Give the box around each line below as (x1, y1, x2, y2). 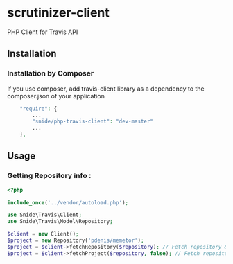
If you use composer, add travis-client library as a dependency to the (7, 85, 205, 93)
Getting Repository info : (7, 171, 92, 181)
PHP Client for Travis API (7, 28, 78, 36)
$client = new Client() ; (7, 231, 79, 238)
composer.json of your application (7, 91, 105, 100)
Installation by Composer (7, 69, 94, 78)
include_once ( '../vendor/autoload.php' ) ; (7, 199, 129, 206)
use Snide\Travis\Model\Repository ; (7, 218, 113, 225)
